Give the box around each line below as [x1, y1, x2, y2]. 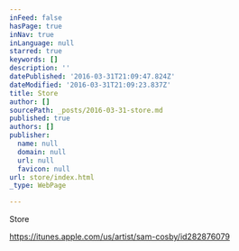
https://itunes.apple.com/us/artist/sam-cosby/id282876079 [9, 231, 230, 242]
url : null [17, 155, 54, 165]
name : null [17, 139, 59, 148]
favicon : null [17, 164, 70, 173]
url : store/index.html [9, 172, 95, 181]
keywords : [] [9, 55, 59, 64]
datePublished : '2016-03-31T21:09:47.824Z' [9, 72, 176, 81]
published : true [9, 114, 70, 123]
